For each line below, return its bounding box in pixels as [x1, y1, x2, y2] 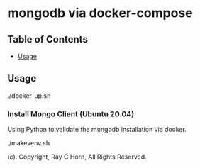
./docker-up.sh [7, 91, 51, 100]
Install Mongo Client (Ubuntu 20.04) [7, 108, 135, 118]
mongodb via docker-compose [7, 5, 193, 21]
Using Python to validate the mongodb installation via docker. [7, 125, 187, 134]
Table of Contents [7, 33, 89, 45]
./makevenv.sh [7, 139, 50, 147]
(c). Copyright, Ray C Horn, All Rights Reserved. [7, 152, 147, 161]
